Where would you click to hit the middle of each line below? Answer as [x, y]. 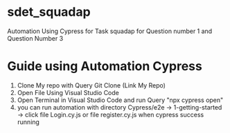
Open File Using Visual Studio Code [68, 92]
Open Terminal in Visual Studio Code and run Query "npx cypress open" [120, 100]
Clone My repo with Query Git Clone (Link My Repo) [91, 85]
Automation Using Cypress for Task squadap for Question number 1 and [110, 31]
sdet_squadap [49, 12]
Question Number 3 [35, 38]
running [28, 122]
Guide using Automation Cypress [105, 66]
